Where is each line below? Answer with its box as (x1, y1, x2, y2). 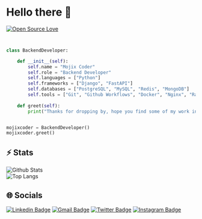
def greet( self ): (17, 103, 61, 109)
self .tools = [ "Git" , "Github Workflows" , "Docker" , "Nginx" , (28, 92, 187, 98)
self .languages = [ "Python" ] (28, 75, 101, 81)
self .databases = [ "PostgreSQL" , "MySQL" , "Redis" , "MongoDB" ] (28, 86, 189, 92)
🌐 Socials (6, 190, 43, 200)
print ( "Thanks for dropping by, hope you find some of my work (28, 108, 189, 115)
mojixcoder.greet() (6, 130, 55, 136)
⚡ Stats (6, 147, 34, 158)
